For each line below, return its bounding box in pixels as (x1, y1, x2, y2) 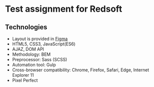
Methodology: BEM (12, 51, 51, 57)
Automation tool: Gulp (12, 62, 56, 67)
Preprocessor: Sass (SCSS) (12, 57, 67, 62)
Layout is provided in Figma (12, 36, 68, 42)
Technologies (5, 23, 48, 31)
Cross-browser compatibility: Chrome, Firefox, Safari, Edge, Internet (12, 67, 150, 73)
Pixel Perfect (12, 77, 38, 83)
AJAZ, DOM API (12, 46, 44, 52)
